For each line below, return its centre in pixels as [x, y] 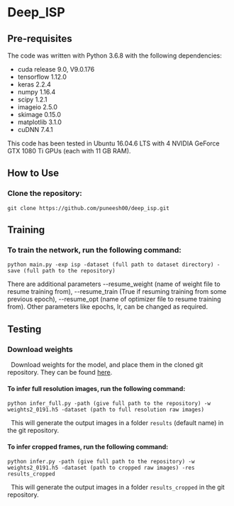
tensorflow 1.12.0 [42, 77]
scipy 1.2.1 [32, 99]
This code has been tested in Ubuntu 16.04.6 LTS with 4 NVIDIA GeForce [113, 143]
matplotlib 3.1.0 [40, 122]
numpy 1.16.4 [37, 92]
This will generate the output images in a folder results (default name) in [117, 423]
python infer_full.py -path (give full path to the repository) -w [109, 404]
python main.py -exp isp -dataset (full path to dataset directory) [111, 265]
